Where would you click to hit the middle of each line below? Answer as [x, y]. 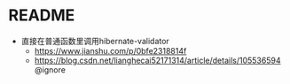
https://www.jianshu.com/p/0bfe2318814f [110, 50]
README [42, 15]
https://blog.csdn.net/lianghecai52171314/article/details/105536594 [157, 60]
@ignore [50, 69]
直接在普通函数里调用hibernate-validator [95, 41]
